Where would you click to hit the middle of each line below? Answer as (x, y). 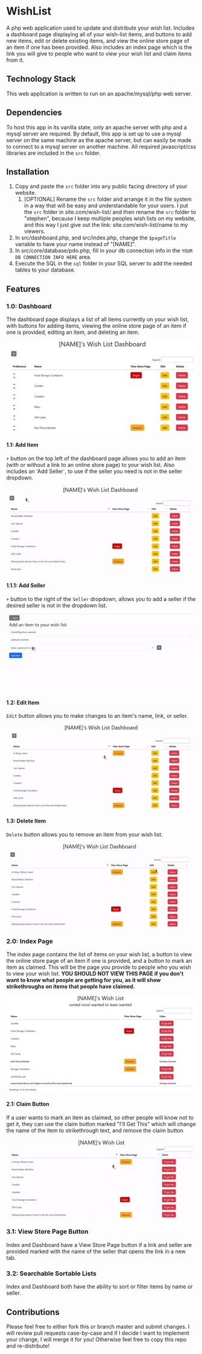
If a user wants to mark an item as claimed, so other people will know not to (100, 1118)
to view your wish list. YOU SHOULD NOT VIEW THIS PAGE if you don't (95, 974)
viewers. (34, 232)
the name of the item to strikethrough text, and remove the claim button (95, 1130)
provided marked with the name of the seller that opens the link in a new (96, 1251)
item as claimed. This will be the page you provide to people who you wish (99, 967)
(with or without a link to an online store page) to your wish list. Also (90, 464)
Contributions (33, 1312)
